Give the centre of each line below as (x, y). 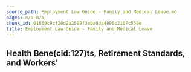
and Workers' (32, 63)
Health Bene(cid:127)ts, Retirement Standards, (96, 53)
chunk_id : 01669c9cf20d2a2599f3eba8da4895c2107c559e (74, 23)
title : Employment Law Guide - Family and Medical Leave (79, 29)
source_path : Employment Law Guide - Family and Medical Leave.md (92, 12)
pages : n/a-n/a (25, 18)
